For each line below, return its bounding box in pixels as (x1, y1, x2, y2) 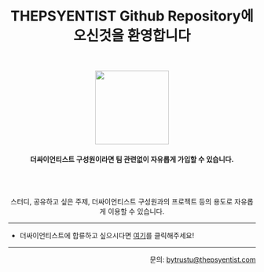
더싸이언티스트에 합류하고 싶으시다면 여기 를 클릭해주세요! (19, 231, 195, 241)
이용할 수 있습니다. (107, 207, 165, 216)
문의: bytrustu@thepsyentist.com (149, 255, 256, 264)
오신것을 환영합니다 (73, 27, 191, 45)
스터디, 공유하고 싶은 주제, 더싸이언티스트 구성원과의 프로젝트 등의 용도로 (10, 197, 233, 207)
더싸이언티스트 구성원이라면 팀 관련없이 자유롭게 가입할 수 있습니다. (30, 154, 234, 164)
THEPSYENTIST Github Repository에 (10, 7, 254, 25)
